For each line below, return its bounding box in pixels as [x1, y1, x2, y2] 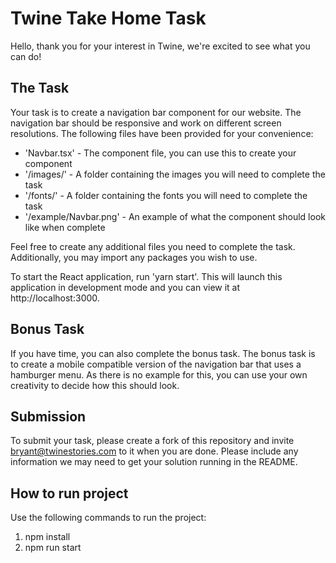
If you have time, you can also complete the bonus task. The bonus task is [10, 347, 316, 359]
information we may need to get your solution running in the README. [10, 456, 298, 468]
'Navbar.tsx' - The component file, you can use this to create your [24, 147, 297, 159]
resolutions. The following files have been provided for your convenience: [10, 127, 314, 139]
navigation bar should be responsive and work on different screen [10, 117, 282, 129]
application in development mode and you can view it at [10, 281, 241, 293]
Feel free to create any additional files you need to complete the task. [10, 240, 296, 252]
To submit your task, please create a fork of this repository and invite [10, 435, 295, 447]
